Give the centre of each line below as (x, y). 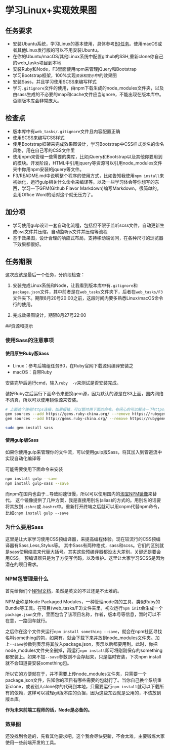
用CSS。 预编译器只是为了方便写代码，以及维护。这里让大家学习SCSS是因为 (85, 558)
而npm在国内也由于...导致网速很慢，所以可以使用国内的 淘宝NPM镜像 (77, 494)
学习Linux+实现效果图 (51, 10)
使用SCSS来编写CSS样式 (38, 138)
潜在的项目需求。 (23, 564)
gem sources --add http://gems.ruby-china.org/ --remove (67, 419)
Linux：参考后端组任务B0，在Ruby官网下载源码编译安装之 (73, 365)
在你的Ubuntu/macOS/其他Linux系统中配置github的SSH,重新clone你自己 (88, 56)
